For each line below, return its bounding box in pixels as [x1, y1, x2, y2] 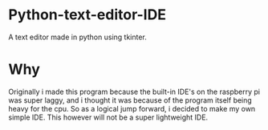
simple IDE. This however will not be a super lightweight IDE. [8, 112, 209, 122]
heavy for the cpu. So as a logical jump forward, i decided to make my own [8, 104, 256, 113]
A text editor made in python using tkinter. [8, 32, 147, 42]
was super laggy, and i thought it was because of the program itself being [8, 95, 253, 105]
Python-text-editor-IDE [8, 6, 167, 24]
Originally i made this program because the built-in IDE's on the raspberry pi [8, 87, 261, 96]
